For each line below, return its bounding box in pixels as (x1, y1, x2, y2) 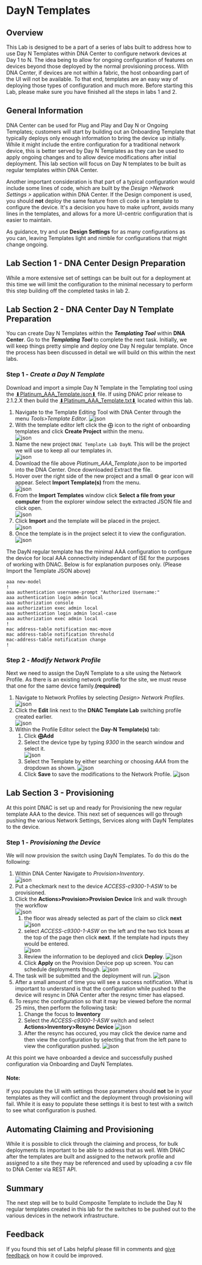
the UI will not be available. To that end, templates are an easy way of (6, 76, 179, 82)
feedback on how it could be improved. (6, 1252, 103, 1259)
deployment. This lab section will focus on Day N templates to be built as (6, 160, 186, 167)
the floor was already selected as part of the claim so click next (23, 915, 182, 922)
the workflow (14, 902, 48, 909)
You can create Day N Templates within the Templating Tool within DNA (6, 330, 185, 337)
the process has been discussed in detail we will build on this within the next (6, 349, 196, 356)
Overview (6, 28, 44, 38)
